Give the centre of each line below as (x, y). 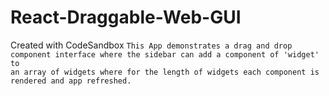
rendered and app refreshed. (71, 81)
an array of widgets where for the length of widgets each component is (165, 72)
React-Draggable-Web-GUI (126, 17)
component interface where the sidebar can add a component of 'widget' (165, 54)
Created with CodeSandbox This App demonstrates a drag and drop (151, 45)
